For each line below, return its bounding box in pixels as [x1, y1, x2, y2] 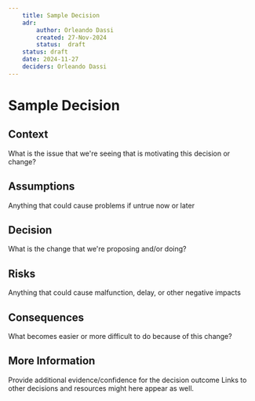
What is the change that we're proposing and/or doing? [8, 245, 187, 254]
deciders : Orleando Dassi [22, 63, 107, 71]
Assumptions [8, 180, 75, 193]
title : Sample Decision [22, 11, 100, 20]
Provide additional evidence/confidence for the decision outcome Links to [8, 375, 247, 384]
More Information [8, 355, 96, 368]
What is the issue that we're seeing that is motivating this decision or [8, 149, 231, 158]
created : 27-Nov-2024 [36, 33, 107, 42]
